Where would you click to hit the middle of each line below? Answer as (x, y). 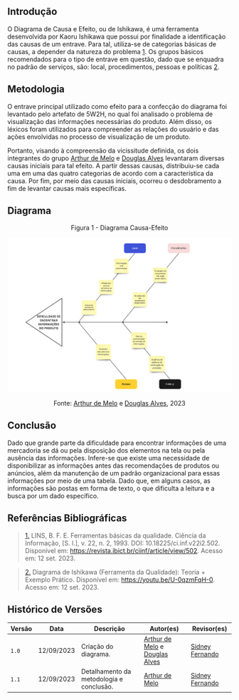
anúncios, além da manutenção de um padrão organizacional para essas (114, 473)
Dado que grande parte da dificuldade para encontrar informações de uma (117, 443)
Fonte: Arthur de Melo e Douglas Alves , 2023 (119, 403)
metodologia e (102, 679)
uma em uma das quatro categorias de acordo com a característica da (110, 173)
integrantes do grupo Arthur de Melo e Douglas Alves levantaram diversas (116, 158)
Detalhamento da (106, 671)
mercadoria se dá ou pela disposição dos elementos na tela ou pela (106, 450)
